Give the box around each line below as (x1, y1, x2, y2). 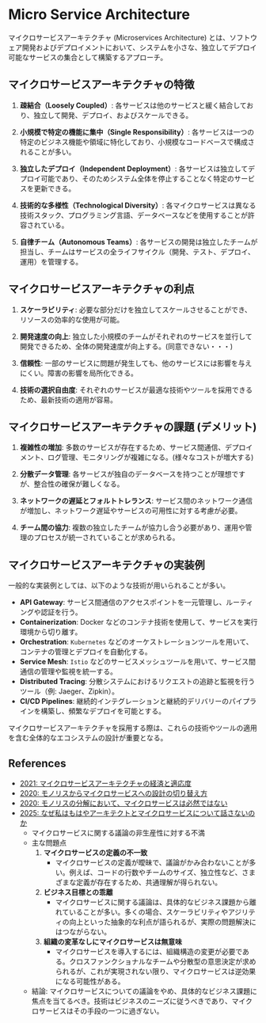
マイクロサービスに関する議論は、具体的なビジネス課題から (55, 897, 249, 907)
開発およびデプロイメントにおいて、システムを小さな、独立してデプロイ (21, 42, 257, 52)
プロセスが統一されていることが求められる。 (33, 533, 180, 542)
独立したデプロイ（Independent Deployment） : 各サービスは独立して (19, 164, 249, 173)
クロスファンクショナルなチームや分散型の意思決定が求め (69, 956, 256, 966)
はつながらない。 (55, 927, 112, 936)
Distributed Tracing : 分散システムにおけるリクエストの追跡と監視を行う (19, 677, 256, 686)
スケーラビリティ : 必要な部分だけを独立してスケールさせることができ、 (19, 305, 252, 314)
